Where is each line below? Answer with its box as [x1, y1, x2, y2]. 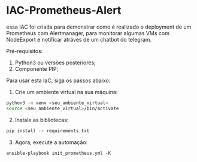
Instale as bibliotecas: [14, 116, 69, 123]
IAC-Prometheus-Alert [6, 4, 122, 17]
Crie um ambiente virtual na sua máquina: [14, 88, 118, 95]
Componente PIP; [14, 65, 59, 72]
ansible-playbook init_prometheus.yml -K [6, 150, 111, 156]
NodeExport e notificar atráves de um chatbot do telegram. [6, 36, 152, 43]
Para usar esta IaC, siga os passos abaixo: [6, 77, 111, 84]
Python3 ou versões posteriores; [14, 59, 96, 66]
